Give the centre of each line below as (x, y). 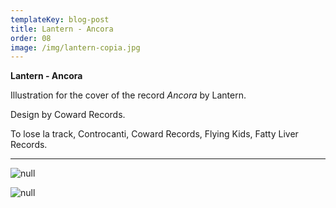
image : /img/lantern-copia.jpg (75, 47)
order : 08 (31, 38)
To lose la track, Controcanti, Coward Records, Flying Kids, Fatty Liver (154, 134)
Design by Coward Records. (68, 115)
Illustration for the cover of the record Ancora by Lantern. (128, 95)
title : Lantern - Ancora (62, 29)
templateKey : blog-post (60, 19)
